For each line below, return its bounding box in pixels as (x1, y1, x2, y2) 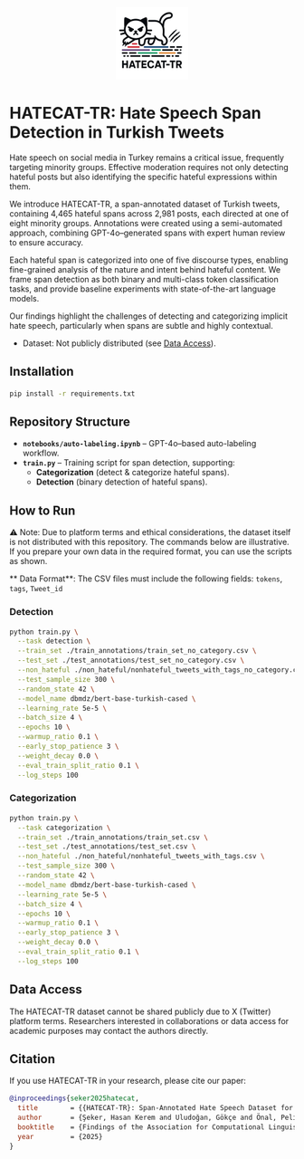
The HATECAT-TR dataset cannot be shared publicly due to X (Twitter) (9, 1006, 271, 1017)
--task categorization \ (17, 823, 111, 832)
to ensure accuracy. (9, 236, 84, 247)
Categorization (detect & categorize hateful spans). (35, 467, 230, 478)
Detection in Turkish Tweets (9, 122, 224, 143)
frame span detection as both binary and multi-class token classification (9, 273, 279, 284)
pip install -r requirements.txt (9, 388, 136, 398)
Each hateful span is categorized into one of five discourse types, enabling (9, 254, 289, 265)
